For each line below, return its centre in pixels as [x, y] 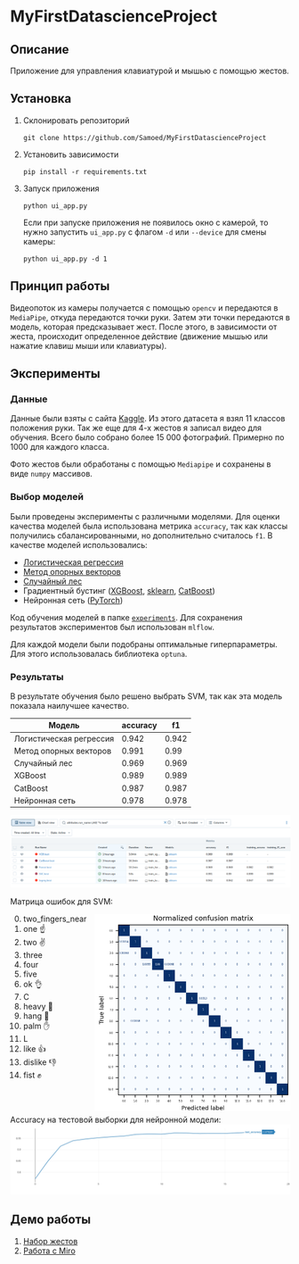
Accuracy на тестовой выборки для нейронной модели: [116, 1119]
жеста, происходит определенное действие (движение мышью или [139, 336]
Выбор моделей [47, 497]
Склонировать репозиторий [76, 120]
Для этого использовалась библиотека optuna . [99, 653]
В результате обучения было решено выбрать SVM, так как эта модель [146, 696]
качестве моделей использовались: [79, 545]
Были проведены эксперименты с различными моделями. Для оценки [145, 516]
